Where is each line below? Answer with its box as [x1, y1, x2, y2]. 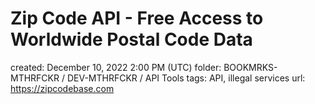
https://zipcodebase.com [10, 82, 115, 94]
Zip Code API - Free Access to [10, 7, 264, 30]
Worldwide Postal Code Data [10, 28, 253, 51]
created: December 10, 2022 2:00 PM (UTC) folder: [10, 61, 222, 73]
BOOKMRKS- [223, 61, 278, 73]
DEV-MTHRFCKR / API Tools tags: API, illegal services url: [66, 72, 306, 84]
